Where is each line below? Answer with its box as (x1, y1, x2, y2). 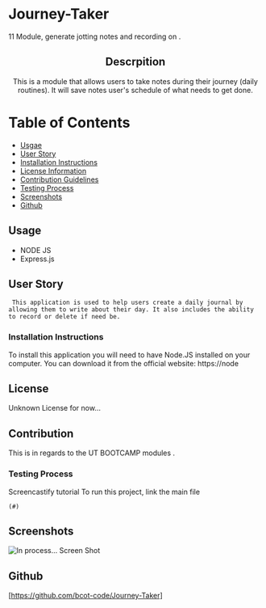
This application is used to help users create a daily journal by (11, 298, 243, 307)
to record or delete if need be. (8, 313, 121, 321)
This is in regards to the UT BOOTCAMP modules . (8, 448, 176, 458)
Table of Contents (8, 113, 131, 132)
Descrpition (105, 55, 166, 69)
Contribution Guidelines (19, 175, 99, 184)
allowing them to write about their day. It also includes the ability (8, 306, 254, 314)
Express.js (19, 254, 55, 264)
